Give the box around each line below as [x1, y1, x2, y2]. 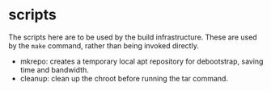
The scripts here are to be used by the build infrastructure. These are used [8, 32, 257, 42]
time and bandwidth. [19, 64, 89, 74]
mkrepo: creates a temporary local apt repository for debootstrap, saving [19, 56, 264, 66]
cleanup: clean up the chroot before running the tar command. [19, 73, 229, 83]
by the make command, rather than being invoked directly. [8, 40, 200, 50]
